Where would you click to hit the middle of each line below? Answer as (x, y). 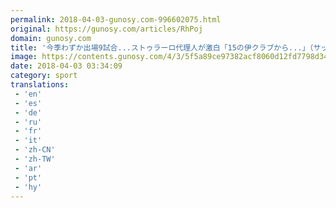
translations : (40, 85)
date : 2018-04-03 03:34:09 (66, 66)
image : (24, 57)
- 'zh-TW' (35, 159)
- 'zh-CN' (35, 150)
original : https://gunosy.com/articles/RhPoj (106, 29)
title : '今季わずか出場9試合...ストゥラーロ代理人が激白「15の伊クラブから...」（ (162, 47)
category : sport (44, 76)
